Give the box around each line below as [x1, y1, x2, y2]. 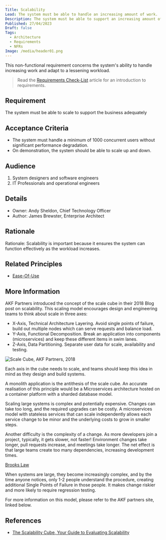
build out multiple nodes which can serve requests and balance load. [12, 326, 153, 332]
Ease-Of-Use [12, 273, 40, 279]
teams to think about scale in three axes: [5, 311, 88, 317]
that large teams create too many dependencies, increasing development [5, 447, 154, 453]
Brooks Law [5, 462, 30, 468]
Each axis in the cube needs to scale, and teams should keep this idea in [5, 366, 153, 372]
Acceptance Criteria [5, 124, 69, 132]
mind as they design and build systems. [5, 371, 86, 377]
